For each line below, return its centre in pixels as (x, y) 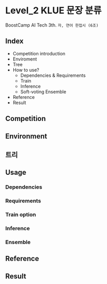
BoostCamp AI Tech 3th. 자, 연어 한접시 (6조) (52, 25)
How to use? (26, 70)
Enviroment (25, 59)
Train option (21, 215)
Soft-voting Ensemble (43, 92)
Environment (26, 136)
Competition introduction (39, 53)
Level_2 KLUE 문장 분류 (53, 11)
